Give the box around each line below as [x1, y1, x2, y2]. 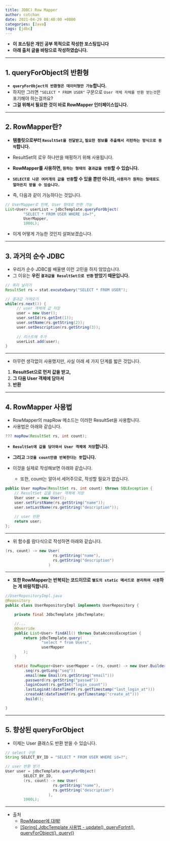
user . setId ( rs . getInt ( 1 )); [16, 316, 73, 321]
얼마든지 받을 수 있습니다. [12, 182, 60, 188]
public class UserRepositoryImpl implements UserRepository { [5, 603, 139, 608]
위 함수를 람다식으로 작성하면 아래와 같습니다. [12, 538, 102, 544]
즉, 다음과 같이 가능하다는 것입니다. [12, 192, 82, 198]
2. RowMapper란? [5, 123, 62, 131]
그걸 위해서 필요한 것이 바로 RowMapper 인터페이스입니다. [12, 101, 129, 108]
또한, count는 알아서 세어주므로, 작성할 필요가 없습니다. [20, 476, 130, 482]
